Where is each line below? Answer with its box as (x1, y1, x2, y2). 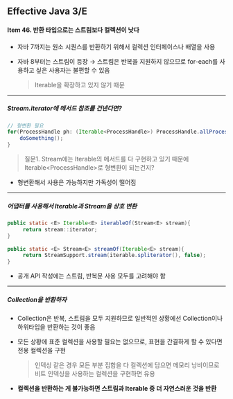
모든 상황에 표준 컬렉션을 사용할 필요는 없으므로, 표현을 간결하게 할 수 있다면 (17, 337, 223, 346)
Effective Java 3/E (7, 6, 88, 17)
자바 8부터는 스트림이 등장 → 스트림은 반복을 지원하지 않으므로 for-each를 (17, 57, 218, 65)
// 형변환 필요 (7, 122, 44, 129)
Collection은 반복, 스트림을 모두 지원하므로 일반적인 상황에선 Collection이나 (17, 314, 223, 323)
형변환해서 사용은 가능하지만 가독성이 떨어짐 (17, 178, 137, 186)
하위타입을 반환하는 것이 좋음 (17, 323, 96, 331)
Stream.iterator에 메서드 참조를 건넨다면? (7, 104, 123, 113)
